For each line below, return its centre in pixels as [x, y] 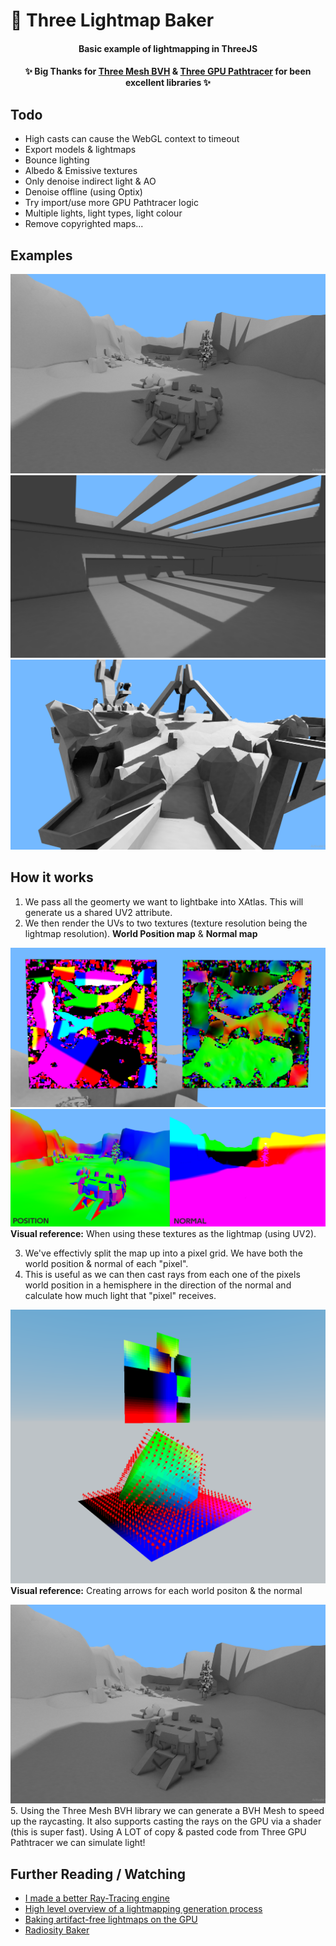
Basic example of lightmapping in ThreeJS [168, 48]
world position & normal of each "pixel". [106, 1263]
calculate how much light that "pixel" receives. [120, 1295]
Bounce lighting [57, 160]
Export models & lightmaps [80, 150]
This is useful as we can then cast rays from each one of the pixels [162, 1274]
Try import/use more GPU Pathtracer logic [111, 203]
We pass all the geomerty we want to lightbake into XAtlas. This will [164, 901]
